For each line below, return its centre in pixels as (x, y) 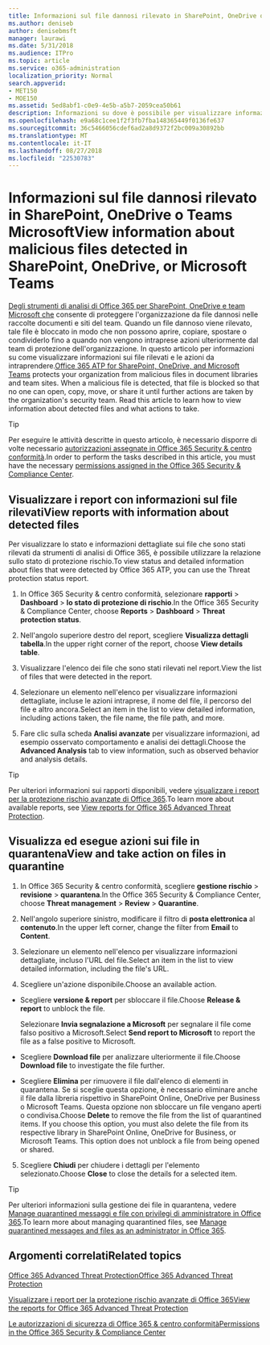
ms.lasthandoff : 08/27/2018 (55, 151)
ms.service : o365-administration (64, 68)
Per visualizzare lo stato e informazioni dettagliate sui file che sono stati (127, 544)
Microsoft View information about (122, 232)
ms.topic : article (39, 61)
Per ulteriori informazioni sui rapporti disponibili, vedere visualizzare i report (134, 790)
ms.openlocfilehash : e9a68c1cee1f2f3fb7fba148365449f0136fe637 (117, 121)
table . (30, 652)
